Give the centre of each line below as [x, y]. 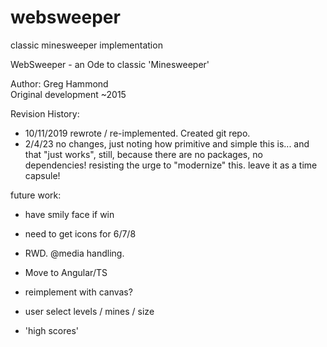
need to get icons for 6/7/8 [80, 233]
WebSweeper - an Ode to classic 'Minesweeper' [110, 64]
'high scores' [52, 330]
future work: [36, 195]
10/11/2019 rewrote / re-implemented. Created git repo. [137, 133]
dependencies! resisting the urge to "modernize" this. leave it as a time [171, 165]
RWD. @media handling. [74, 253]
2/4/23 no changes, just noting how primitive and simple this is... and [167, 143]
